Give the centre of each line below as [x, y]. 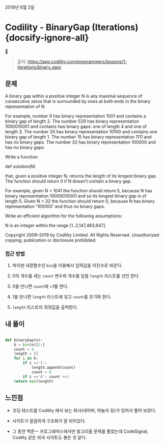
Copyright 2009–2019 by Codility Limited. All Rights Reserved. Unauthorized [82, 235]
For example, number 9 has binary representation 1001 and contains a [76, 116]
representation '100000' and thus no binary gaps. [55, 206]
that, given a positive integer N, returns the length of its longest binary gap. [81, 176]
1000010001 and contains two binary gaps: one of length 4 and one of [76, 126]
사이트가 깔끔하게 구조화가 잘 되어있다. [49, 421]
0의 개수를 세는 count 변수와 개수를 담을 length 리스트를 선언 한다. [76, 276]
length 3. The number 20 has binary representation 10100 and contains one [81, 131]
